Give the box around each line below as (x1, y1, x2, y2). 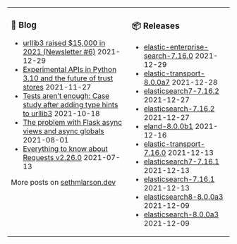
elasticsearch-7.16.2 (143, 104, 215, 114)
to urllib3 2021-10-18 (23, 109, 100, 118)
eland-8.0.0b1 (143, 121, 194, 131)
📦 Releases (131, 20, 180, 32)
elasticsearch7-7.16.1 (143, 157, 220, 166)
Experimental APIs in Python (23, 64, 117, 74)
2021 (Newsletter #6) (23, 47, 96, 56)
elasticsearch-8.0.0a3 (143, 209, 219, 219)
